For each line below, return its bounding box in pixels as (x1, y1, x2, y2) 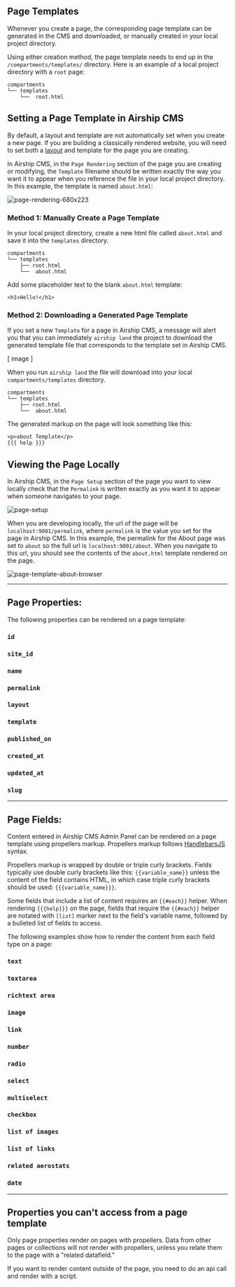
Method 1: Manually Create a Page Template (7, 213, 159, 223)
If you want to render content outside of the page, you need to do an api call (7, 1265, 227, 1273)
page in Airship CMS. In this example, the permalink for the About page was (7, 534, 226, 542)
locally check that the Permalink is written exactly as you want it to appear (7, 485, 221, 493)
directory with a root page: (7, 67, 85, 76)
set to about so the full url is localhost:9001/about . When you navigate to (7, 542, 218, 550)
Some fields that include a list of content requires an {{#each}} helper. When (7, 897, 227, 905)
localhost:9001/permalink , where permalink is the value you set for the (7, 527, 212, 535)
